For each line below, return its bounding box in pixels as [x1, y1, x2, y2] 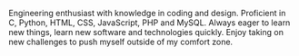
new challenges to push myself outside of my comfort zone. [8, 36, 234, 47]
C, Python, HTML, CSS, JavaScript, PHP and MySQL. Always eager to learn [8, 17, 291, 28]
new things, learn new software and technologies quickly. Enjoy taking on [8, 27, 284, 37]
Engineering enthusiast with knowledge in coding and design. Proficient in [8, 8, 286, 18]
